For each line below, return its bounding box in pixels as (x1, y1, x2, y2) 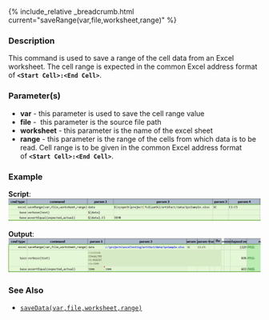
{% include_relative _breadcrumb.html (8, 7, 134, 16)
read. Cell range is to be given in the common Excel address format (19, 142, 243, 152)
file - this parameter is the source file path (19, 117, 162, 126)
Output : (8, 230, 34, 239)
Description (8, 35, 55, 46)
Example (8, 171, 43, 182)
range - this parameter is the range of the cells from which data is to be (19, 134, 256, 143)
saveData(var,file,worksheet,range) (19, 304, 143, 312)
